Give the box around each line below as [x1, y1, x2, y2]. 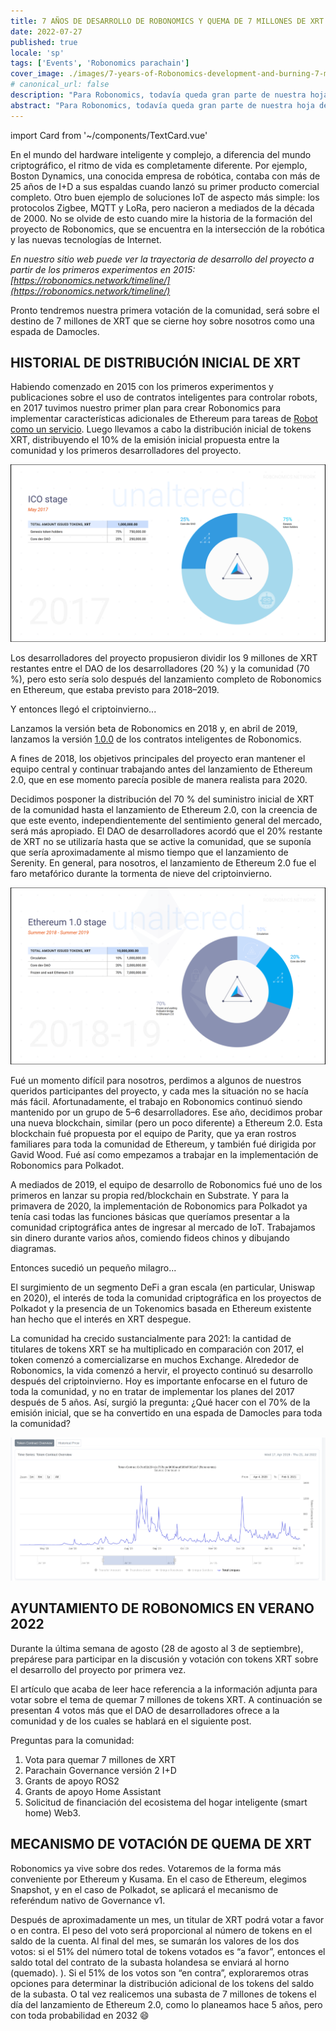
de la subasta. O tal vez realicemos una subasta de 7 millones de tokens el [10, 1988, 317, 2000]
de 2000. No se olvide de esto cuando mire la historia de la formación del [10, 212, 313, 224]
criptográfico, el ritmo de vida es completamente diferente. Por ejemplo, [10, 159, 308, 171]
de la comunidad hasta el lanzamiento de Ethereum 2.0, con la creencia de [10, 803, 318, 815]
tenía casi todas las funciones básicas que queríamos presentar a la [10, 1211, 290, 1223]
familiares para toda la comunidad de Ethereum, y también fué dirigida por [10, 1138, 317, 1150]
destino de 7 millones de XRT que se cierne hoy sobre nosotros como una [10, 315, 315, 327]
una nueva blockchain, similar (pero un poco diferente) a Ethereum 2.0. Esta [10, 1117, 323, 1129]
